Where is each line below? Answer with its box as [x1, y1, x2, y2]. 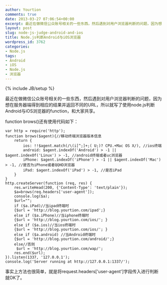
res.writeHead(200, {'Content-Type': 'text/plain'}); [14, 185, 128, 190]
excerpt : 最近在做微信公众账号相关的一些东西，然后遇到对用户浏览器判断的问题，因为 [5, 21, 159, 26]
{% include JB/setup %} [5, 85, 55, 91]
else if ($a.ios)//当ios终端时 [14, 223, 76, 228]
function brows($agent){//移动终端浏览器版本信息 [5, 133, 102, 139]
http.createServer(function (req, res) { [5, 180, 92, 186]
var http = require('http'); [5, 128, 66, 133]
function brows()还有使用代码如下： [5, 118, 79, 124]
